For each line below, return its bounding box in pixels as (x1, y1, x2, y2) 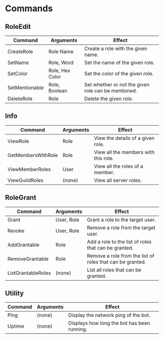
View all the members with (94, 149, 155, 156)
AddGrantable (7, 241, 40, 248)
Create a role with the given (84, 45, 147, 52)
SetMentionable (7, 84, 44, 91)
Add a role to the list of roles (87, 238, 152, 245)
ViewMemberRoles (7, 166, 51, 173)
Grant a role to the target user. (87, 216, 156, 223)
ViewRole (7, 137, 29, 144)
